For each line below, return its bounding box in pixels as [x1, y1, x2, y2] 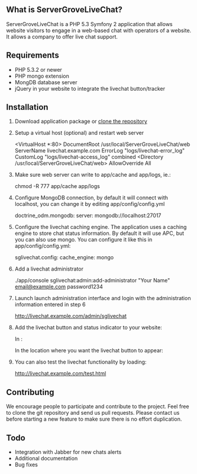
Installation [6, 102, 49, 112]
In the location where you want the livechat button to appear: [14, 347, 164, 354]
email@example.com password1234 [14, 283, 104, 290]
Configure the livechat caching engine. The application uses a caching [14, 224, 187, 231]
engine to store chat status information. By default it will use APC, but [14, 230, 185, 237]
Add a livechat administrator [14, 265, 84, 272]
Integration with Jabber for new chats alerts [14, 448, 122, 456]
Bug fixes [14, 461, 38, 468]
